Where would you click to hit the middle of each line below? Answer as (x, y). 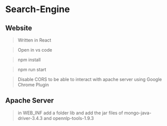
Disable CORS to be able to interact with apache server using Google (90, 79)
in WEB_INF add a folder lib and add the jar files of (70, 113)
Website (19, 28)
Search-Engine (38, 9)
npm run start (32, 70)
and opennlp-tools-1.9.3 (69, 118)
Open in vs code (35, 50)
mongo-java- (138, 113)
